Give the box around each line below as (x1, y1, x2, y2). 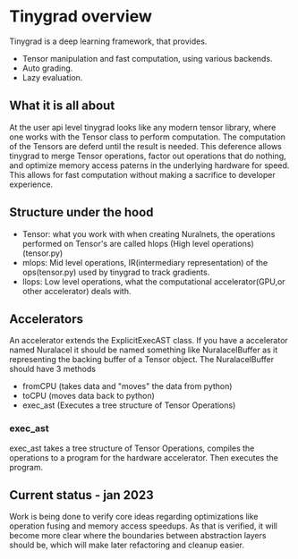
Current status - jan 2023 (9, 487, 154, 503)
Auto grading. (21, 63, 73, 73)
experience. (9, 179, 54, 190)
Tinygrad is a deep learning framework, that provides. (9, 36, 208, 47)
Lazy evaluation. (21, 72, 83, 82)
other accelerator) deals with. (21, 285, 132, 296)
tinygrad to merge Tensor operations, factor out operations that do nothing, (9, 150, 286, 161)
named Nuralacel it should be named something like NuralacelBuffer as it (9, 344, 278, 355)
